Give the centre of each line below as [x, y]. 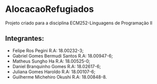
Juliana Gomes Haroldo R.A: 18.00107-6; [54, 72]
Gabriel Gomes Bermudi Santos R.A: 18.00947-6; [63, 56]
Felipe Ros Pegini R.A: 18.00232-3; [48, 50]
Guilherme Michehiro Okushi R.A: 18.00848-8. [60, 77]
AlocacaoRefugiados [50, 9]
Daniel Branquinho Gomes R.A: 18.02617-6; [57, 66]
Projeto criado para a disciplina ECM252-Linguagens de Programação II [79, 23]
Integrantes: [25, 39]
